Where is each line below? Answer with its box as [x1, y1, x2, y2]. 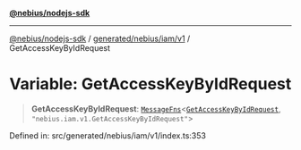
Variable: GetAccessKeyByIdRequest [9, 74, 292, 95]
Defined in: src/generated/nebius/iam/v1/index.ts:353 [9, 129, 206, 141]
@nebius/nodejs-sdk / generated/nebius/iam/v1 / [9, 33, 191, 44]
